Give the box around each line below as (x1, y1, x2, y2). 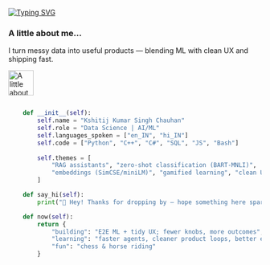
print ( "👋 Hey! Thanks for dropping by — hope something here (37, 198, 247, 206)
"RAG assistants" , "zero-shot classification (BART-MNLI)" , (51, 161, 257, 169)
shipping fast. (8, 55, 54, 64)
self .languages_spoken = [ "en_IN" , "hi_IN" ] (37, 131, 189, 140)
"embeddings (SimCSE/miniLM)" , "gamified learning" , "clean (51, 169, 257, 177)
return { (37, 220, 67, 228)
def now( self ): (22, 213, 74, 221)
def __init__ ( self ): (22, 109, 92, 117)
